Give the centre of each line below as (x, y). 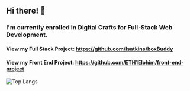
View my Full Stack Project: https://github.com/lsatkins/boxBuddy (90, 49)
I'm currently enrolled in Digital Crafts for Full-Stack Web (89, 28)
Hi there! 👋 (26, 11)
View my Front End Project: (40, 62)
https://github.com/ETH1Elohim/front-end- (129, 62)
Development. (27, 35)
